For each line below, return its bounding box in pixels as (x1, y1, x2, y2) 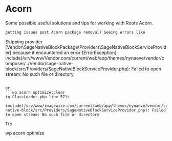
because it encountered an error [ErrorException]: (12, 49, 118, 55)
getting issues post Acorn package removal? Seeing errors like (5, 30, 145, 35)
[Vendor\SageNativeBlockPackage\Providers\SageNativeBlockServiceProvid (5, 44, 167, 50)
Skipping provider (5, 39, 43, 45)
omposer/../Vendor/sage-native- (5, 60, 74, 66)
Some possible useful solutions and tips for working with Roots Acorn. (5, 20, 154, 26)
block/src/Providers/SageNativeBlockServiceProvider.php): (5, 66, 131, 72)
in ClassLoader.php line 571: (5, 94, 70, 99)
